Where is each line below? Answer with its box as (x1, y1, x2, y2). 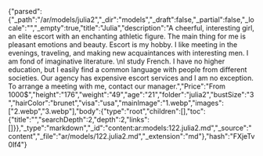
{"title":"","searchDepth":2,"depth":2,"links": (8, 115, 150, 124)
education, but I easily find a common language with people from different (8, 65, 247, 74)
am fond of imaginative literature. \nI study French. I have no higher (8, 56, 225, 66)
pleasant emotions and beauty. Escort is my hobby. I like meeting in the (8, 40, 238, 49)
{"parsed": (8, 7, 43, 16)
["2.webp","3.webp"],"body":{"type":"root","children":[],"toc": (8, 107, 206, 116)
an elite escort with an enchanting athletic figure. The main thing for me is (8, 31, 247, 41)
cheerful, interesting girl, (175, 24, 254, 32)
